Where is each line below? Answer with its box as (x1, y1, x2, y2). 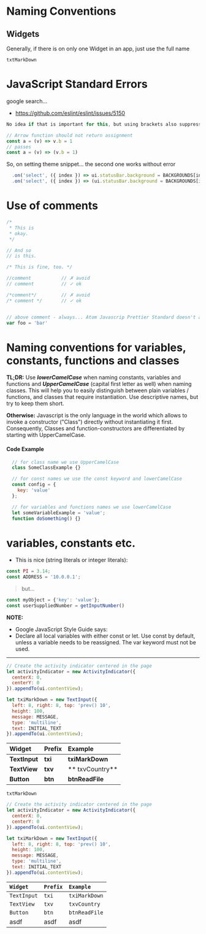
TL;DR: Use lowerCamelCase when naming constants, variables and (6, 374, 181, 381)
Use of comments (6, 199, 99, 213)
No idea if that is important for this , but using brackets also (6, 121, 177, 127)
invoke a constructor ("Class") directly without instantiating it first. (6, 419, 174, 426)
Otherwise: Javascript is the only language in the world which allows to (6, 412, 188, 419)
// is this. (6, 253, 37, 259)
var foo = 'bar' (6, 320, 48, 326)
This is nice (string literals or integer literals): (15, 557, 128, 564)
